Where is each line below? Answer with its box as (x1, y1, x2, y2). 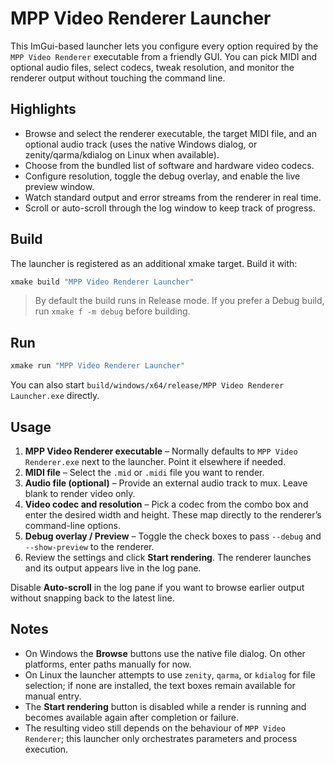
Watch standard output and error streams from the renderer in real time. (24, 191, 322, 203)
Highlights (10, 101, 77, 118)
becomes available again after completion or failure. (24, 711, 240, 723)
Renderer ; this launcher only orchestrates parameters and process (24, 732, 298, 744)
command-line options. (24, 519, 122, 531)
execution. (24, 743, 69, 755)
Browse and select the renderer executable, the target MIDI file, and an (24, 127, 317, 139)
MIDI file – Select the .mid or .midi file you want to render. (24, 466, 265, 478)
